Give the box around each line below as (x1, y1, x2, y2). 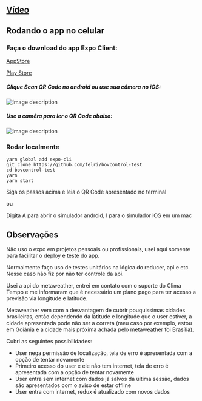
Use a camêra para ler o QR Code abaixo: (6, 112, 113, 120)
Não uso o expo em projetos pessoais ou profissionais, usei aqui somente (6, 246, 191, 253)
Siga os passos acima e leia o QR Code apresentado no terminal (6, 188, 167, 196)
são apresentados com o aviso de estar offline (15, 382, 132, 389)
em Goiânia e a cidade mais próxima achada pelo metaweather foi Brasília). (6, 326, 194, 333)
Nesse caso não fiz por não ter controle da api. (6, 270, 124, 278)
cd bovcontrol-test (6, 167, 56, 174)
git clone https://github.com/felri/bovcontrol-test (6, 162, 143, 168)
